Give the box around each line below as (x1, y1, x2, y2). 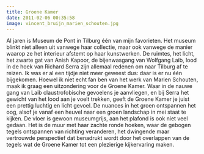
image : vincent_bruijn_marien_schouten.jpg (6, 20, 119, 26)
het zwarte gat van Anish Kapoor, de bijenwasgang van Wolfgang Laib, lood (6, 56, 197, 64)
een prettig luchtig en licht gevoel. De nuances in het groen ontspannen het (6, 102, 197, 109)
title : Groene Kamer (6, 9, 59, 15)
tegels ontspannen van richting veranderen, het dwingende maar (6, 128, 170, 135)
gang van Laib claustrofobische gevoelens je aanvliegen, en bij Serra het (6, 89, 189, 97)
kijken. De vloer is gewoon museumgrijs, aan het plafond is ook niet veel (6, 115, 188, 122)
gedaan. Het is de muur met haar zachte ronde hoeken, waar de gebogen (6, 122, 191, 129)
